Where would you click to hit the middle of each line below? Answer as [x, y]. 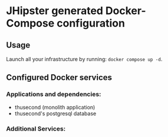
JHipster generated [55, 11]
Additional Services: [36, 129]
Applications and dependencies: [54, 94]
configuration [91, 23]
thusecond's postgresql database [55, 113]
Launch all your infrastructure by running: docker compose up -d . [84, 59]
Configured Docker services [59, 78]
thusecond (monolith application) [55, 107]
